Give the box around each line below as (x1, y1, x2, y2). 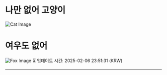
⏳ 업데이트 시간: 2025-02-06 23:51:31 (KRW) (32, 58, 123, 64)
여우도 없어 (5, 40, 48, 52)
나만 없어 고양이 (5, 4, 66, 16)
